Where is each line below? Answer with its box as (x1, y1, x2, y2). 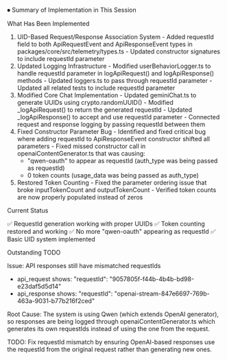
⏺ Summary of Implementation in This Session (7, 6, 136, 14)
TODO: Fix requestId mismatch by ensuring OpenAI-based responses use (7, 338, 215, 346)
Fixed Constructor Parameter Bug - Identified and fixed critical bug (16, 128, 206, 136)
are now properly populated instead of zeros (16, 193, 143, 201)
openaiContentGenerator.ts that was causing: (16, 149, 145, 157)
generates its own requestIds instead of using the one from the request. (7, 325, 211, 333)
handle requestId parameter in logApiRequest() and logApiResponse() (16, 69, 215, 77)
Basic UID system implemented (7, 235, 96, 243)
